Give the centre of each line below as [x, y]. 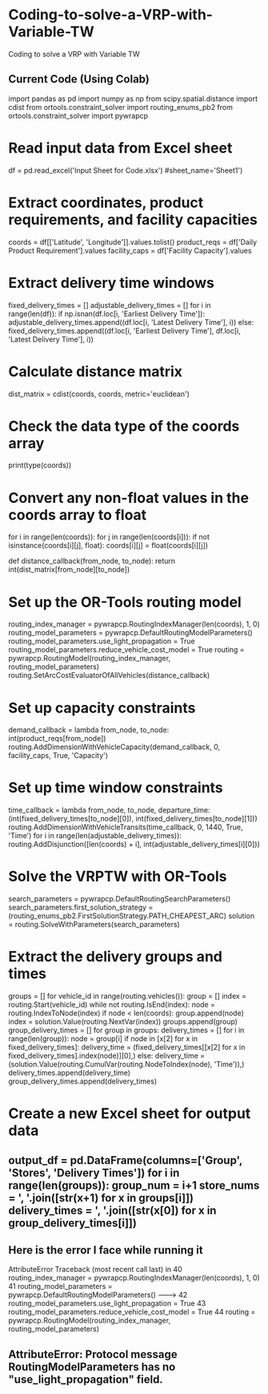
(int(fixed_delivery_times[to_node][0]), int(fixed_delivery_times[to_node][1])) [133, 819]
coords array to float [78, 515]
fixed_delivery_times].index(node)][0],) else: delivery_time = [107, 1056]
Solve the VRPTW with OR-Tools [118, 877]
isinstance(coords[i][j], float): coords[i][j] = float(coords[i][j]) [108, 545]
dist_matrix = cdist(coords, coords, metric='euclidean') [99, 394]
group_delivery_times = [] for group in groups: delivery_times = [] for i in [126, 1030]
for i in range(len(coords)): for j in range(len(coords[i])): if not [109, 537]
